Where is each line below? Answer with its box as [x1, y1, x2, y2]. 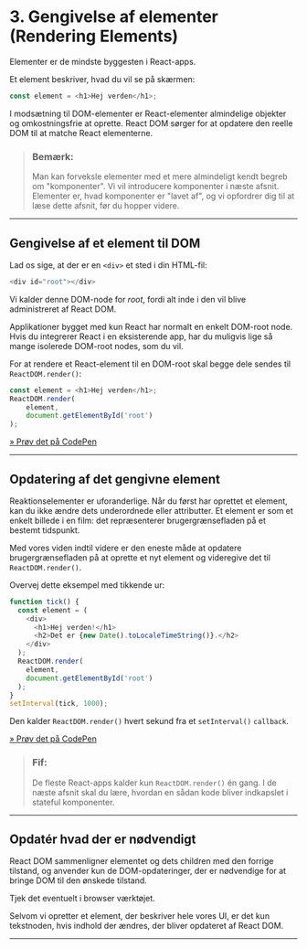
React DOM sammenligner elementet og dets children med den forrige [9, 856, 274, 867]
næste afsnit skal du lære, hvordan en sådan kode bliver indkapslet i [31, 786, 289, 797]
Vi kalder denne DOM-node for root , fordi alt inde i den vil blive [9, 293, 247, 304]
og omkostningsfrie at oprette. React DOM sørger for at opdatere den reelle [9, 117, 293, 129]
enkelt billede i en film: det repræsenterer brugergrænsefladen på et [9, 515, 267, 526]
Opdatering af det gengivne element [9, 471, 221, 486]
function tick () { [9, 597, 79, 606]
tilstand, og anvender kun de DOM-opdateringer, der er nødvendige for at [9, 866, 286, 877]
